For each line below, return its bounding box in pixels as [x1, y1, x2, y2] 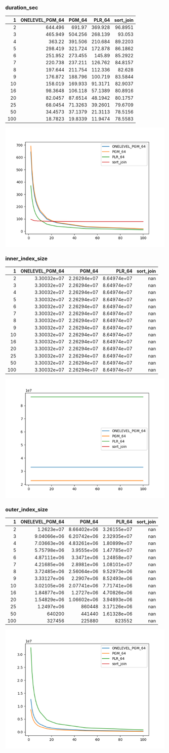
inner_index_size [5, 255, 48, 262]
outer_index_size [5, 506, 48, 513]
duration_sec [5, 4, 38, 11]
